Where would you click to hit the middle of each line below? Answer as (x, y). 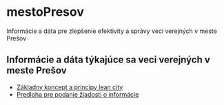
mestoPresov (45, 12)
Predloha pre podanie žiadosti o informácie (78, 94)
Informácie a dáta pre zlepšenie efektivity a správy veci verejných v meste (112, 31)
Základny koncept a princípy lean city (70, 87)
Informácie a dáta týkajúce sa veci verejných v (109, 60)
